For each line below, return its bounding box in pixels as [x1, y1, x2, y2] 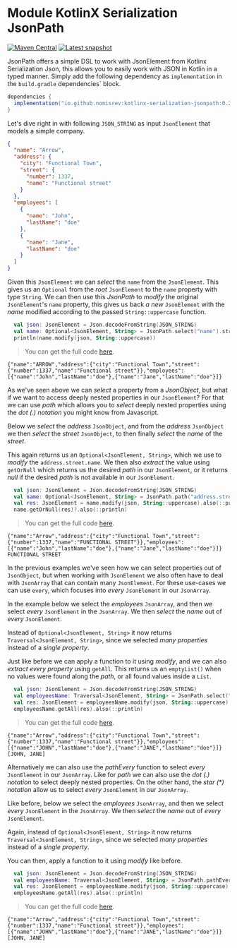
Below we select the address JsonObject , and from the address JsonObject [7, 421, 224, 430]
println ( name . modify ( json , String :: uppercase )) [13, 334, 157, 342]
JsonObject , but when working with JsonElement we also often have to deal [7, 571, 224, 580]
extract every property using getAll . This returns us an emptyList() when [7, 665, 221, 673]
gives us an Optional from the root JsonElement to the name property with [7, 285, 217, 294]
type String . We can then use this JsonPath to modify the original [7, 293, 199, 301]
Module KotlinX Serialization [7, 5, 178, 21]
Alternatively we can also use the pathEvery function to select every [7, 762, 206, 771]
